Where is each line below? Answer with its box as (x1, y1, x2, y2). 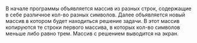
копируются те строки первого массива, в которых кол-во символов (5, 24, 180, 31)
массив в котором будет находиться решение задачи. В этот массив (5, 18, 180, 24)
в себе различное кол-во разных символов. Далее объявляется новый (5, 11, 185, 18)
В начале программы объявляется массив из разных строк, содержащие (5, 5, 192, 12)
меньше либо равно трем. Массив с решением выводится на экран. (5, 30, 179, 37)
